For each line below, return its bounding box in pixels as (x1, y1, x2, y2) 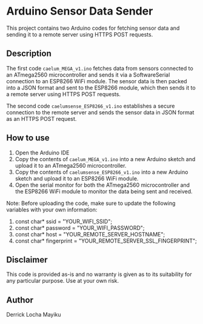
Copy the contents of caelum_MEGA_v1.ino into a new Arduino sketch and (15, 155, 196, 162)
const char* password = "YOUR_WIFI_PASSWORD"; (15, 224, 145, 232)
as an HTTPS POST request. (6, 115, 77, 122)
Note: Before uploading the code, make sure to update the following (6, 199, 176, 207)
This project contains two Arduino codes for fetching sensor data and (6, 24, 180, 32)
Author (6, 295, 33, 305)
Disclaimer (6, 254, 48, 265)
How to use (6, 133, 50, 143)
